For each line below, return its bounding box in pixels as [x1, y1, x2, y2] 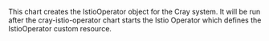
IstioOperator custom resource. [8, 24, 112, 33]
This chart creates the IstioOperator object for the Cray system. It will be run [8, 7, 261, 16]
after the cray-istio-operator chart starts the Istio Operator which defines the [8, 15, 262, 25]
